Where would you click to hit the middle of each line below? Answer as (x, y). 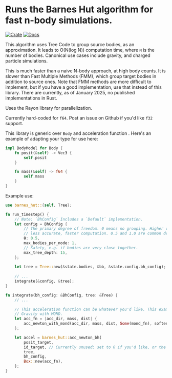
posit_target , (39, 342)
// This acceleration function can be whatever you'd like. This (86, 309)
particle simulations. (27, 61)
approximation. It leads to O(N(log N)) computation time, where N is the (80, 50)
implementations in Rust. (31, 98)
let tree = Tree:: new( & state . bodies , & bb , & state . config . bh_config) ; (90, 267)
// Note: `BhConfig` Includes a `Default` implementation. (79, 219)
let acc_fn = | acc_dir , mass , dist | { (56, 319)
